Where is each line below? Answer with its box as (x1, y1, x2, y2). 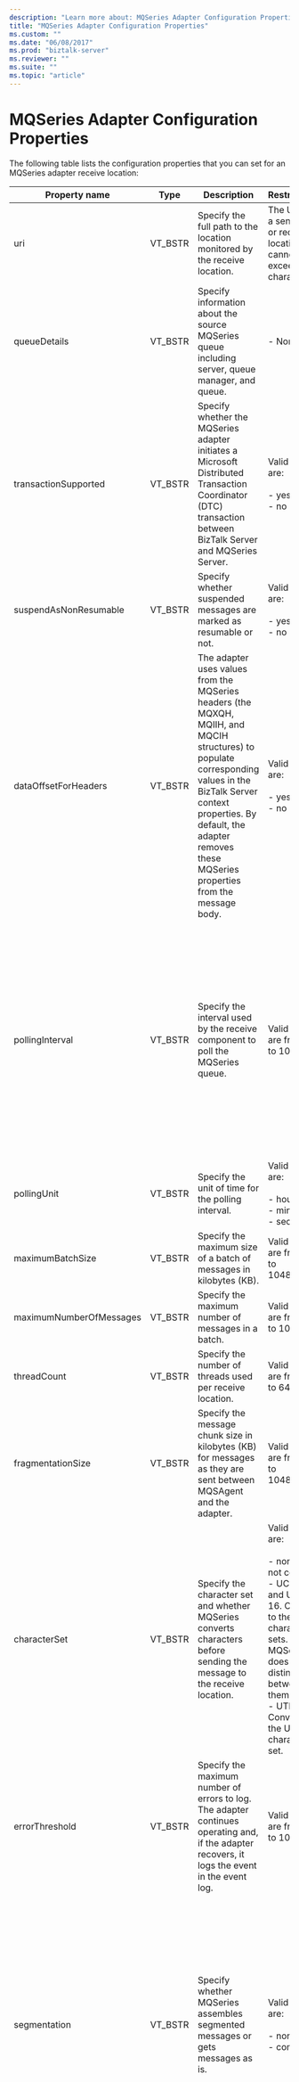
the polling (197, 1193, 242, 1205)
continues (197, 1815, 239, 1827)
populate (197, 751, 235, 764)
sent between (197, 1473, 255, 1486)
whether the (197, 411, 249, 423)
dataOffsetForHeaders (13, 779, 108, 791)
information (197, 296, 246, 308)
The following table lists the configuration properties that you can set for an (9, 158, 287, 168)
